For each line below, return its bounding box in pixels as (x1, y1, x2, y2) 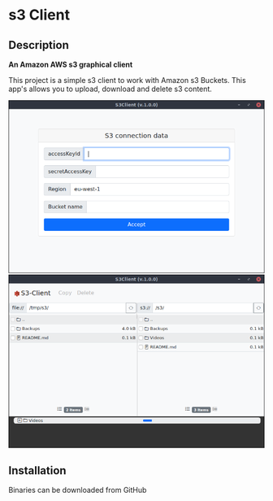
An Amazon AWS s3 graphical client (8, 59, 133, 69)
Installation (8, 464, 67, 477)
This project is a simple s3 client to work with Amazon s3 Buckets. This (8, 76, 246, 85)
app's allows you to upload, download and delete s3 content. (8, 84, 213, 94)
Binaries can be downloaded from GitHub (8, 486, 147, 495)
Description (8, 38, 69, 52)
